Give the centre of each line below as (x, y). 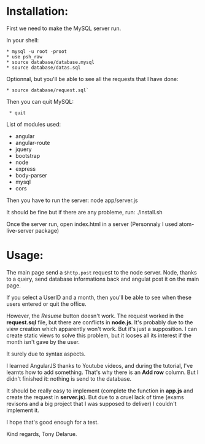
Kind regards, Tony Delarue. (42, 434)
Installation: (37, 11)
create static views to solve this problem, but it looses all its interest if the (99, 335)
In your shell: (23, 40)
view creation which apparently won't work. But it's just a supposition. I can (102, 329)
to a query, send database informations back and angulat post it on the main (103, 279)
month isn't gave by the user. (43, 341)
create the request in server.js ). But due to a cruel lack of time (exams (95, 397)
